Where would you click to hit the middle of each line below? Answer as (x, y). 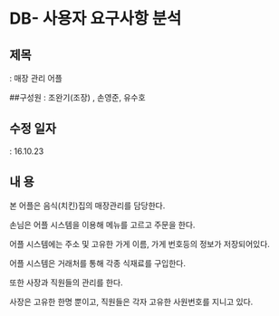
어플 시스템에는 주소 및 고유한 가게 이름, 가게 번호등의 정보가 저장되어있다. (139, 244)
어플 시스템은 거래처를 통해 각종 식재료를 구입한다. (98, 263)
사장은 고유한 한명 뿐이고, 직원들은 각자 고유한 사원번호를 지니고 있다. (131, 302)
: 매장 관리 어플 (36, 78)
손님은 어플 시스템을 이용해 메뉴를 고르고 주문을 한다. (102, 225)
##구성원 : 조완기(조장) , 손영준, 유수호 (78, 97)
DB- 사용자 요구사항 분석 (96, 19)
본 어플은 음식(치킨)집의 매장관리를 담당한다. (87, 206)
